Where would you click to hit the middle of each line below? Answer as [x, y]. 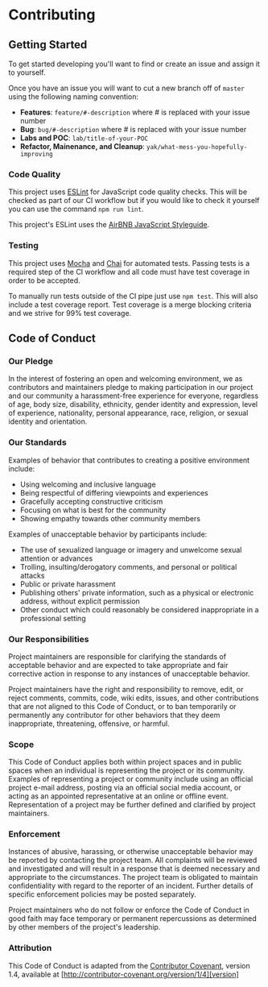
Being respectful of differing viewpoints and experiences [114, 492]
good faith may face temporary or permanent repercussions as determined [133, 919]
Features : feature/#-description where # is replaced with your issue [135, 112]
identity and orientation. [48, 421]
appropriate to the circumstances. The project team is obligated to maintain [133, 877]
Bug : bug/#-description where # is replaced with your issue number [133, 129]
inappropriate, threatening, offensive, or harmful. [89, 724]
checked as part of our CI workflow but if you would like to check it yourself [134, 201]
